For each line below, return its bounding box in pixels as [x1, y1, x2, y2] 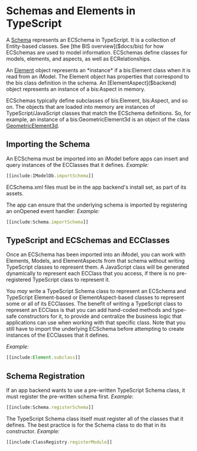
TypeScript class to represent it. [32, 276, 111, 284]
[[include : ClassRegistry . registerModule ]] [6, 439, 112, 445]
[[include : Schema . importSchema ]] [6, 219, 89, 225]
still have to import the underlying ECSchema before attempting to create [6, 326, 185, 333]
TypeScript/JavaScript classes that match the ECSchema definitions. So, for [6, 109, 191, 117]
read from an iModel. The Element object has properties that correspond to [6, 73, 189, 80]
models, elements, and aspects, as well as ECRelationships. [6, 55, 151, 62]
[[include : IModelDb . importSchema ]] [6, 173, 94, 179]
